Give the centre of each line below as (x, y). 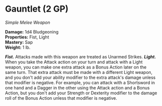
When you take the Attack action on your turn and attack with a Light (74, 62)
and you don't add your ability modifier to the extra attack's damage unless (80, 77)
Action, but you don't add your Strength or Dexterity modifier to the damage (81, 93)
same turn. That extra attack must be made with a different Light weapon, (79, 72)
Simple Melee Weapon (27, 22)
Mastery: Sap (19, 42)
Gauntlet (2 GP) (37, 9)
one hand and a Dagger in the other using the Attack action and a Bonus (77, 88)
